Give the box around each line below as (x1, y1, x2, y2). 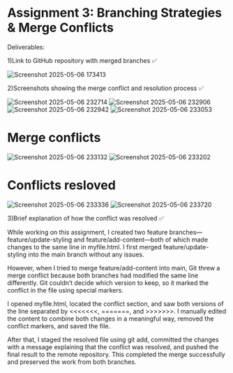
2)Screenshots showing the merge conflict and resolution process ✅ (7, 84, 204, 92)
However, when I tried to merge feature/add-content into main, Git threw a (7, 263, 220, 272)
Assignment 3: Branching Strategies (7, 5, 222, 21)
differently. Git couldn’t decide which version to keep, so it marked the (7, 278, 209, 287)
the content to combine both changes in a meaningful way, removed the (7, 314, 214, 323)
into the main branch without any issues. (27, 250, 144, 258)
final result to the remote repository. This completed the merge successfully (7, 350, 225, 358)
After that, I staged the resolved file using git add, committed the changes (7, 335, 219, 344)
